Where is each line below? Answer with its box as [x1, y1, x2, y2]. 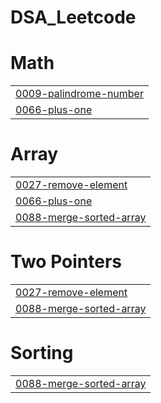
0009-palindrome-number [15, 87, 144, 101]
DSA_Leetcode [10, 6, 137, 29]
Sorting [10, 342, 74, 365]
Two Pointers [10, 251, 123, 273]
